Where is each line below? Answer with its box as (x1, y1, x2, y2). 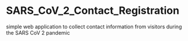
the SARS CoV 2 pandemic (6, 29, 70, 36)
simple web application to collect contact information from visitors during (6, 23, 182, 30)
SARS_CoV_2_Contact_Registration (6, 4, 180, 17)
